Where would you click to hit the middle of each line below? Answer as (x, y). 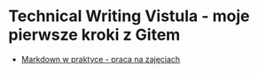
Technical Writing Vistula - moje (129, 16)
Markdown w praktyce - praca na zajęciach (101, 59)
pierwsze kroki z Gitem (94, 35)
